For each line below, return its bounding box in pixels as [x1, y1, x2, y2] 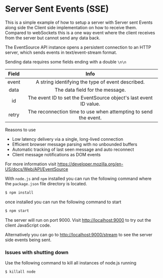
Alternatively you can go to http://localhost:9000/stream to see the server [5, 231, 153, 237]
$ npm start [5, 208, 29, 213]
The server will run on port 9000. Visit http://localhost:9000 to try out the [5, 217, 151, 223]
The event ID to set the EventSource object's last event [28, 94, 153, 101]
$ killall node [5, 269, 36, 274]
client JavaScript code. [5, 222, 51, 228]
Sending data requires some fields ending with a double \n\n [5, 59, 127, 65]
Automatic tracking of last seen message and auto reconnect [12, 147, 134, 152]
